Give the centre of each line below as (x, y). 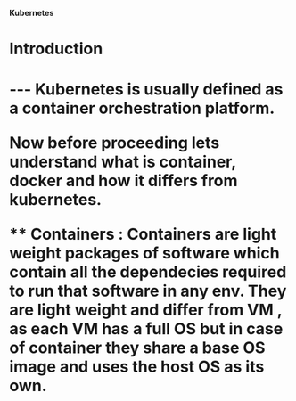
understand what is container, (123, 162)
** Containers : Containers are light (143, 234)
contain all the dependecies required (148, 272)
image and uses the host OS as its (137, 367)
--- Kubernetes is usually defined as (146, 90)
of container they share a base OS (137, 348)
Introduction (56, 49)
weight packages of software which (144, 254)
